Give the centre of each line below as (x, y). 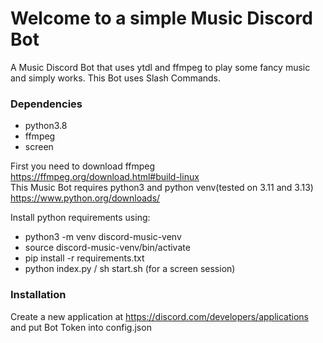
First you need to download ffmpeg (83, 166)
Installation (38, 295)
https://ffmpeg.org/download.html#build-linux (105, 177)
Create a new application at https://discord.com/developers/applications (159, 316)
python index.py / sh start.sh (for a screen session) (130, 269)
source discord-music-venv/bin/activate (107, 248)
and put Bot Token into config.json (81, 327)
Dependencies (46, 104)
